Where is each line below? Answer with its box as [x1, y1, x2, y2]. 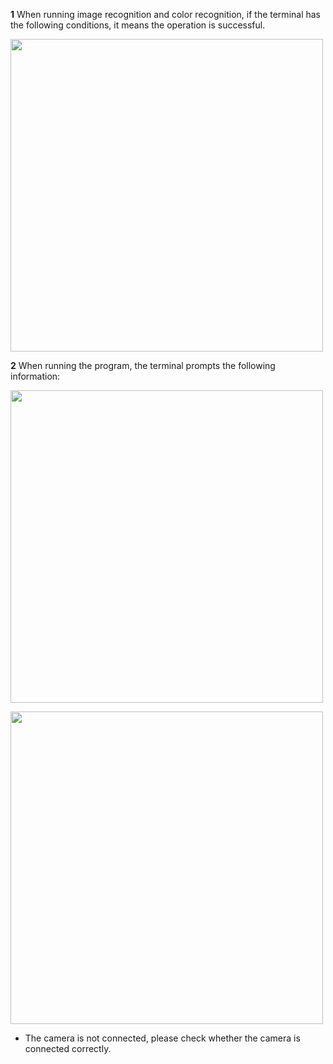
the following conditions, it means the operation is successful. [10, 19, 266, 31]
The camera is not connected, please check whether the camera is [24, 1032, 301, 1044]
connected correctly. [24, 1043, 112, 1054]
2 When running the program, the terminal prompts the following [10, 360, 276, 371]
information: [10, 370, 61, 382]
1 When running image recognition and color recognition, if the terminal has [10, 9, 322, 20]
